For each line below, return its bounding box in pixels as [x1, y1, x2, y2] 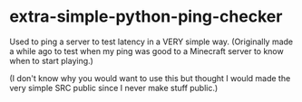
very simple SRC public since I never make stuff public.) [9, 82, 219, 93]
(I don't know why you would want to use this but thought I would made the [9, 72, 291, 83]
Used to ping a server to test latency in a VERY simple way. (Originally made [9, 36, 294, 47]
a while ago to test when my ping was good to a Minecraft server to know [9, 45, 284, 56]
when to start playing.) [9, 55, 93, 66]
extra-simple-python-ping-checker [9, 6, 283, 27]
